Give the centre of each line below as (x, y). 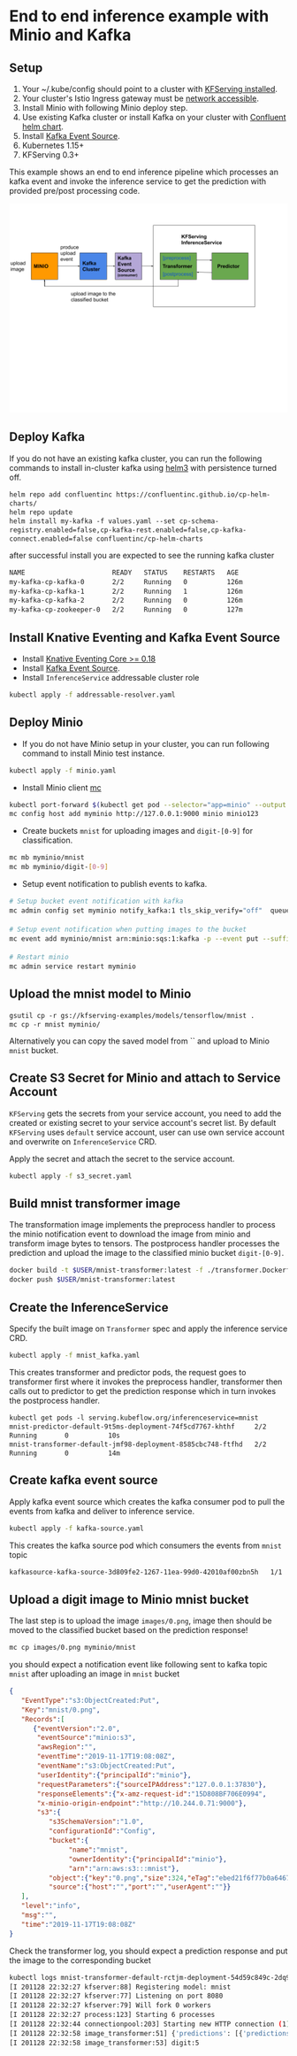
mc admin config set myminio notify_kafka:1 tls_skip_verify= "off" (136, 910)
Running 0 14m (65, 1453)
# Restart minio (39, 958)
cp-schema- (199, 521)
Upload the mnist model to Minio (100, 994)
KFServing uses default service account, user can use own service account (147, 1132)
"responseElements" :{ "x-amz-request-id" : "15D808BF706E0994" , (152, 1794)
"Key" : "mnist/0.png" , (61, 1710)
